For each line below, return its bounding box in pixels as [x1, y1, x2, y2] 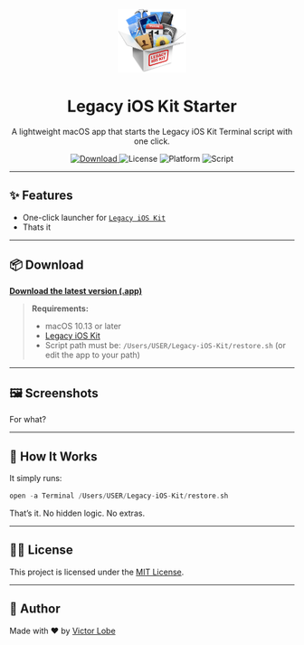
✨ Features [9, 188, 73, 204]
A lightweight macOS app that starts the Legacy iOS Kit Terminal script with [11, 126, 293, 137]
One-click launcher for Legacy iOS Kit [22, 212, 166, 223]
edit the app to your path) [44, 349, 140, 361]
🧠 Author [9, 602, 61, 617]
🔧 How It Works [9, 449, 98, 464]
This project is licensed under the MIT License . [9, 566, 185, 577]
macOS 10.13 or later [44, 321, 122, 332]
